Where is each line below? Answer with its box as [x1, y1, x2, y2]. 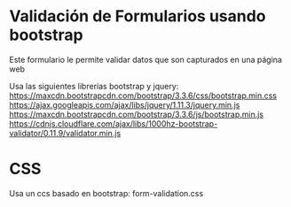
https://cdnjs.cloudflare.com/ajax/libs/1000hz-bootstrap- [9, 118, 218, 129]
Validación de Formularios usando [9, 6, 266, 27]
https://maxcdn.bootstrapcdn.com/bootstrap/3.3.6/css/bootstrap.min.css [9, 90, 278, 101]
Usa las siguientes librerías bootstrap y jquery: [9, 80, 179, 91]
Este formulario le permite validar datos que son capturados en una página [9, 54, 282, 65]
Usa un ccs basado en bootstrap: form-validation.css [9, 188, 204, 198]
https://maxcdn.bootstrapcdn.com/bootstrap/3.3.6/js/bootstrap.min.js [9, 109, 264, 119]
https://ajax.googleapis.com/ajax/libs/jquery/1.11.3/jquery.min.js [9, 99, 240, 110]
